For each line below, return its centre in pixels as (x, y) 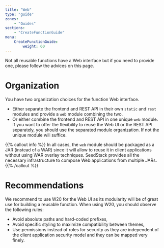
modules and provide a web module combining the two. (68, 114)
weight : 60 (34, 46)
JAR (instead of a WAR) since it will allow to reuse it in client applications (79, 150)
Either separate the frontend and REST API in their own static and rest (84, 108)
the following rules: (25, 210)
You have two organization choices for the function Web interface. (72, 99)
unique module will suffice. (40, 135)
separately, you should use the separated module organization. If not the (86, 130)
